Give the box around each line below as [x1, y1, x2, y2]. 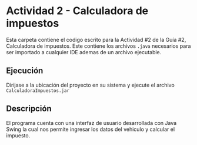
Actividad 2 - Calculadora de [6, 4, 149, 18]
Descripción [6, 104, 52, 114]
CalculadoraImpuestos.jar [6, 87, 69, 94]
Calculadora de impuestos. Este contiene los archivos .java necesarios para [6, 42, 191, 50]
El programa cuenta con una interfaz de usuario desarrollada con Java [6, 119, 177, 126]
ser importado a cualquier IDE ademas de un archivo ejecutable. [6, 48, 162, 55]
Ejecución [6, 66, 44, 76]
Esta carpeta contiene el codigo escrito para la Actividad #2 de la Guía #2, [6, 36, 186, 43]
